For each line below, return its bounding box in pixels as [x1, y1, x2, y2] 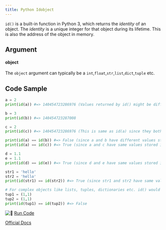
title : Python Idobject [5, 7, 54, 12]
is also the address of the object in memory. [5, 31, 95, 37]
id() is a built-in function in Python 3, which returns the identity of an [5, 21, 147, 27]
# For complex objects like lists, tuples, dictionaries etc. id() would [5, 188, 161, 193]
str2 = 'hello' [5, 174, 37, 179]
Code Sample [5, 84, 47, 93]
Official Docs [5, 220, 32, 226]
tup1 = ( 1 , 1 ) [5, 192, 32, 197]
